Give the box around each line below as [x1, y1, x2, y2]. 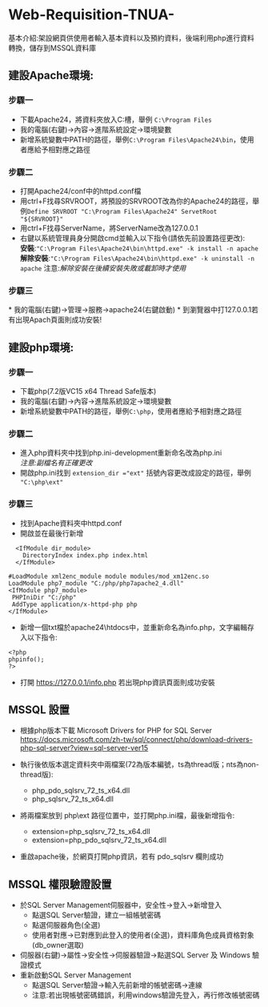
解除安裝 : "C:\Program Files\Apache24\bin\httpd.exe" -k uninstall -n [19, 253, 254, 263]
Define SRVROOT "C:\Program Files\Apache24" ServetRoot [26, 207, 218, 215]
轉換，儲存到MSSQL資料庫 [8, 42, 97, 53]
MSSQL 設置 [8, 703, 70, 716]
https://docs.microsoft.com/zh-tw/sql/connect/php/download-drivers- [19, 735, 254, 744]
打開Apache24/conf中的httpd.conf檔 [19, 186, 142, 195]
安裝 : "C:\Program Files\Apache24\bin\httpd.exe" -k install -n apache [19, 243, 258, 253]
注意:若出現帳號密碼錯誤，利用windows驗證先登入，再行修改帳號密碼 [31, 990, 260, 1000]
